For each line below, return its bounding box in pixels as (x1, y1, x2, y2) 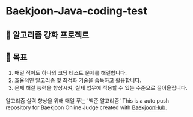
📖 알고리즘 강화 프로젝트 (5, 30, 90, 40)
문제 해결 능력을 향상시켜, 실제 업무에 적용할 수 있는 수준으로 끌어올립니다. (14, 84, 188, 92)
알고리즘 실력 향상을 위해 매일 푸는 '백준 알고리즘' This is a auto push (5, 97, 170, 104)
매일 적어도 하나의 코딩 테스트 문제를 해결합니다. (14, 69, 127, 77)
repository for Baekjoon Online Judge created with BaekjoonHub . (5, 104, 167, 111)
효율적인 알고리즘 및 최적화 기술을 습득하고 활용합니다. (14, 77, 142, 84)
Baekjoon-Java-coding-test (5, 4, 148, 18)
